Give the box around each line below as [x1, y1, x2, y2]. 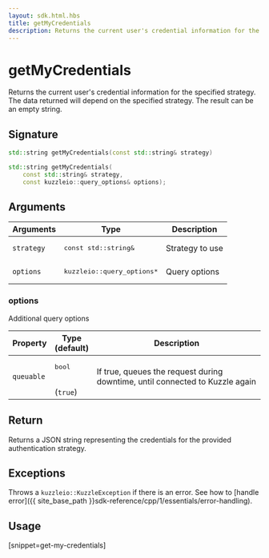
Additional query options [8, 313, 90, 323]
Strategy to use [165, 242, 223, 253]
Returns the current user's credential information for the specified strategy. [8, 87, 256, 97]
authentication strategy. [8, 443, 86, 452]
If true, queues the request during [96, 366, 223, 377]
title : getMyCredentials [8, 19, 91, 27]
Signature [8, 127, 58, 141]
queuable [12, 373, 46, 381]
